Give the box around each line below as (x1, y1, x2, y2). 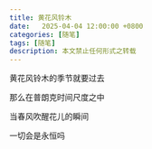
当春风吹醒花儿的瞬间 (9, 111, 89, 122)
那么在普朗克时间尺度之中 (9, 92, 105, 103)
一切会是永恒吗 (9, 130, 65, 141)
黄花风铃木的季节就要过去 (9, 73, 105, 84)
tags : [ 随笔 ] (9, 38, 56, 48)
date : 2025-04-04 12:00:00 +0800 (9, 22, 144, 31)
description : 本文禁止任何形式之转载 (9, 47, 137, 56)
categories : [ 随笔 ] (9, 30, 81, 39)
